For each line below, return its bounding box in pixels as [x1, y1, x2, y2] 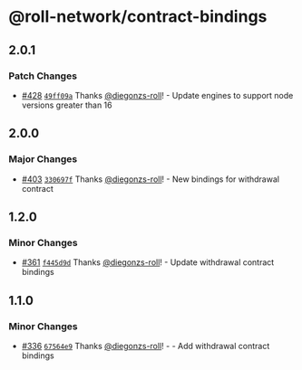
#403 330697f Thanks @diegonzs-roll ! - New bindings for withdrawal [21, 174, 280, 185]
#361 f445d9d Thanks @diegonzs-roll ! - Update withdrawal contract [21, 257, 275, 268]
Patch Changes [8, 70, 78, 82]
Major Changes [8, 153, 78, 166]
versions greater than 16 [21, 100, 112, 110]
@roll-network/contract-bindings [8, 6, 268, 27]
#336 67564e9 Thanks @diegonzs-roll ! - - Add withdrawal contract [21, 340, 270, 351]
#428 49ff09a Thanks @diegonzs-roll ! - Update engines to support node [21, 90, 294, 100]
